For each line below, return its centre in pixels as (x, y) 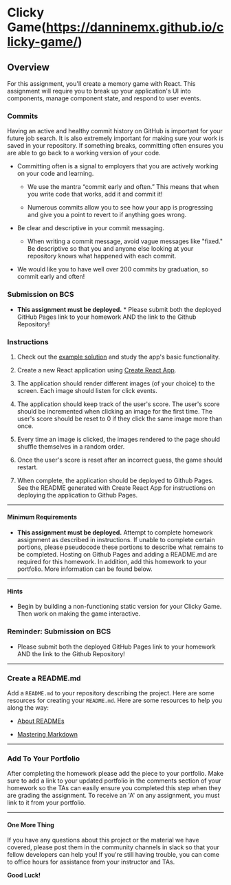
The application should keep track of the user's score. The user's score (118, 404)
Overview (29, 67)
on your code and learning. (55, 174)
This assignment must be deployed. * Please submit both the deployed (119, 309)
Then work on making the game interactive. (79, 614)
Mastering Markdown (47, 734)
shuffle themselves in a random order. (71, 446)
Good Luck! (24, 875)
